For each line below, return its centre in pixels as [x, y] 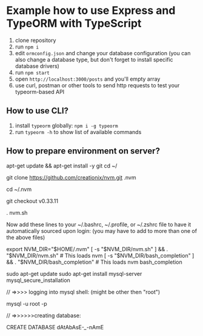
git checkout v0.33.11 [32, 201]
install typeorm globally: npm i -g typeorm [66, 126]
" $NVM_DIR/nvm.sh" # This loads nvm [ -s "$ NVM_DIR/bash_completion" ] [100, 255]
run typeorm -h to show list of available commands [78, 132]
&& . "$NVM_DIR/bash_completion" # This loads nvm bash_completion [95, 262]
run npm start [32, 72]
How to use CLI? [37, 111]
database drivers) [37, 66]
